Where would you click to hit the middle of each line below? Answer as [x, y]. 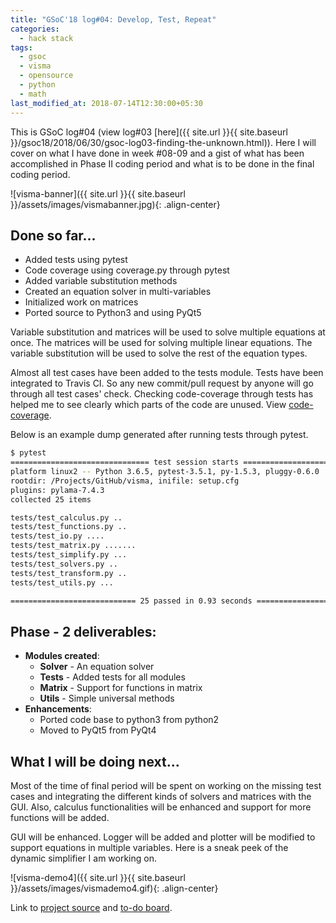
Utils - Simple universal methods [107, 698]
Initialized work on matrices [81, 302]
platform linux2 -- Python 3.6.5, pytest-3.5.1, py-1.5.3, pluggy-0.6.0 [165, 472]
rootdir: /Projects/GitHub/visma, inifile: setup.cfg [125, 481]
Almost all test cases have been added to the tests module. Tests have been [167, 373]
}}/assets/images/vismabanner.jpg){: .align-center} [115, 204]
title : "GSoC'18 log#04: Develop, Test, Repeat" [113, 19]
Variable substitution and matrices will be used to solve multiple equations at [168, 332]
